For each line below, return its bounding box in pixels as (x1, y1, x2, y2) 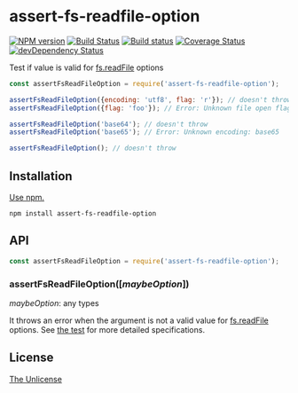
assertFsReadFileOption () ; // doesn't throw (9, 144, 176, 153)
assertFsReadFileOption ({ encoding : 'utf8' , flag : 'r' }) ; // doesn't (9, 95, 268, 104)
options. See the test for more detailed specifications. (9, 324, 206, 334)
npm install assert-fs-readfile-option (9, 209, 157, 218)
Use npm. (9, 193, 45, 202)
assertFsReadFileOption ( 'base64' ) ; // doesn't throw (9, 120, 208, 129)
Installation (9, 169, 73, 184)
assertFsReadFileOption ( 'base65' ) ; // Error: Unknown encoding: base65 (9, 128, 279, 137)
